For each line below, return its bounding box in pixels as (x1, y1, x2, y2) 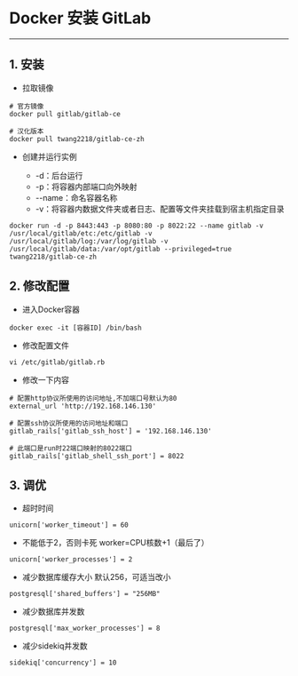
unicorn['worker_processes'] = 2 (9, 555, 133, 564)
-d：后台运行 (35, 170, 83, 180)
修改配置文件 (21, 339, 69, 351)
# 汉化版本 (9, 126, 44, 136)
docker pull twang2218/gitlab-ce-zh (9, 134, 145, 143)
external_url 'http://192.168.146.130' (9, 402, 157, 410)
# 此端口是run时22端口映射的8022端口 (9, 443, 133, 453)
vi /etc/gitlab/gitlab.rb (9, 357, 105, 367)
